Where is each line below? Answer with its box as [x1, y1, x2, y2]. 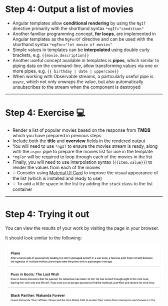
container [12, 186, 32, 192]
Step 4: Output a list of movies [5, 4, 133, 15]
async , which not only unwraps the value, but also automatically [12, 79, 143, 85]
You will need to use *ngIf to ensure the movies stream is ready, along [12, 143, 158, 149]
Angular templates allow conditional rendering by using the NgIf [12, 20, 146, 26]
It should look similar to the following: [5, 234, 82, 241]
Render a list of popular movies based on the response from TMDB [12, 127, 151, 133]
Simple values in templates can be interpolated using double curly [12, 47, 150, 53]
